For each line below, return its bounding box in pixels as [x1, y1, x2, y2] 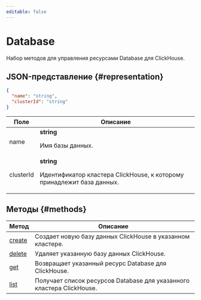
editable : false [6, 8, 47, 15]
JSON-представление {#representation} [6, 71, 164, 81]
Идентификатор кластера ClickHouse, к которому [39, 170, 184, 178]
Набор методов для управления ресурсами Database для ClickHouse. [6, 54, 185, 62]
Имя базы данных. [39, 141, 94, 150]
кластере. [35, 240, 64, 248]
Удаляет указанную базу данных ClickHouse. [35, 249, 166, 257]
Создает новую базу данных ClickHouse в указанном [35, 232, 190, 240]
